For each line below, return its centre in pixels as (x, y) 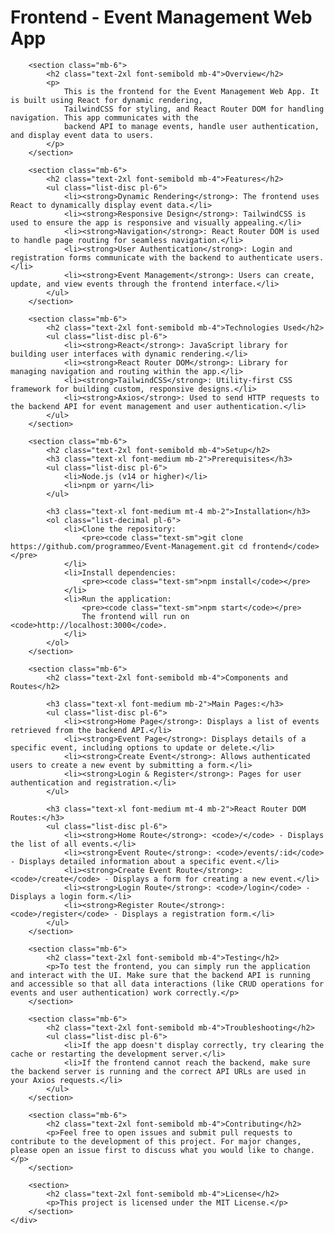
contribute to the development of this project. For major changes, (156, 1141)
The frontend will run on (135, 616)
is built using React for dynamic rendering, (106, 100)
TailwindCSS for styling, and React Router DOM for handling (194, 109)
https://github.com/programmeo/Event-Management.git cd (129, 546)
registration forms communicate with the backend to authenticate (151, 257)
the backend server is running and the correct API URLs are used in (158, 1071)
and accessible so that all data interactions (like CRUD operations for (167, 984)
